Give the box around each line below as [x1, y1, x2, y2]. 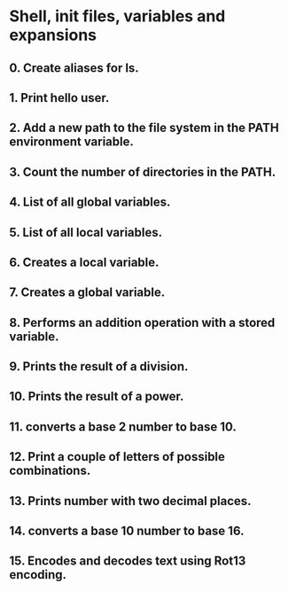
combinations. [9, 463, 91, 478]
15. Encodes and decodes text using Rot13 [9, 554, 246, 569]
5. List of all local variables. [9, 224, 162, 240]
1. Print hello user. [9, 90, 110, 105]
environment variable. [9, 135, 135, 150]
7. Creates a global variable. [9, 285, 166, 300]
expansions [9, 25, 97, 45]
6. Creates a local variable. [9, 254, 160, 269]
